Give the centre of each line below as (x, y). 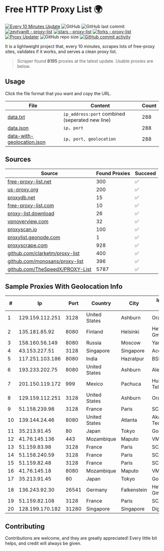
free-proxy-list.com (31, 205)
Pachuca (131, 384)
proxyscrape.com (28, 245)
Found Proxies (113, 173)
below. (24, 66)
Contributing (25, 526)
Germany (97, 490)
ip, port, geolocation (90, 139)
